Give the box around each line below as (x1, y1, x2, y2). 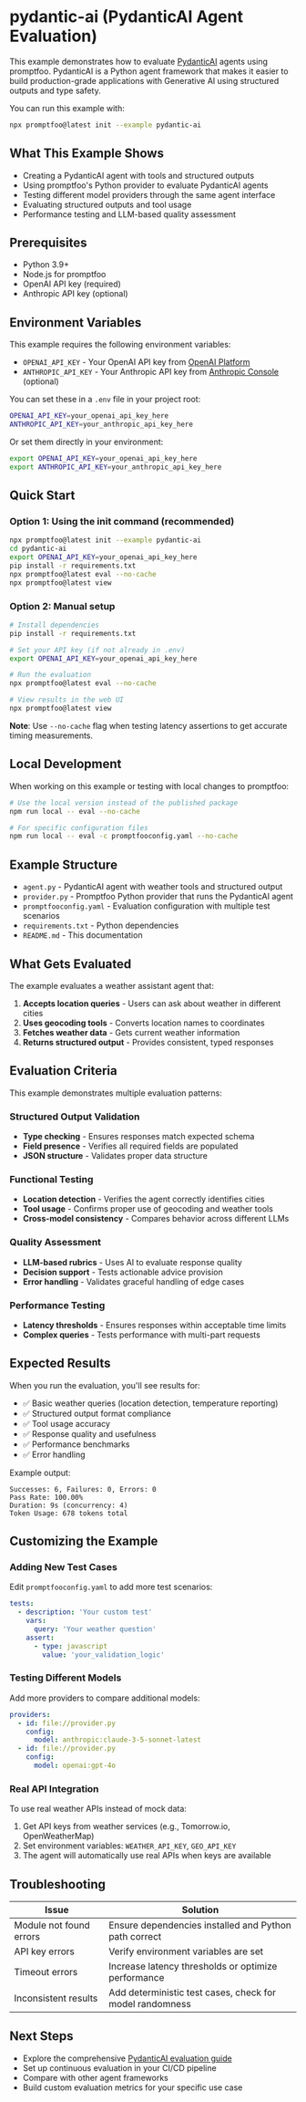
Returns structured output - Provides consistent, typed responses (22, 1036, 274, 1047)
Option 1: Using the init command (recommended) (9, 515, 235, 528)
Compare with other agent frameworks (22, 2072, 168, 2083)
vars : (25, 1617, 47, 1626)
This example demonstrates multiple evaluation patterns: (9, 1087, 223, 1098)
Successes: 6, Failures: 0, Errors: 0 (9, 1484, 157, 1493)
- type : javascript (33, 1641, 107, 1650)
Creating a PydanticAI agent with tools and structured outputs (22, 170, 255, 181)
